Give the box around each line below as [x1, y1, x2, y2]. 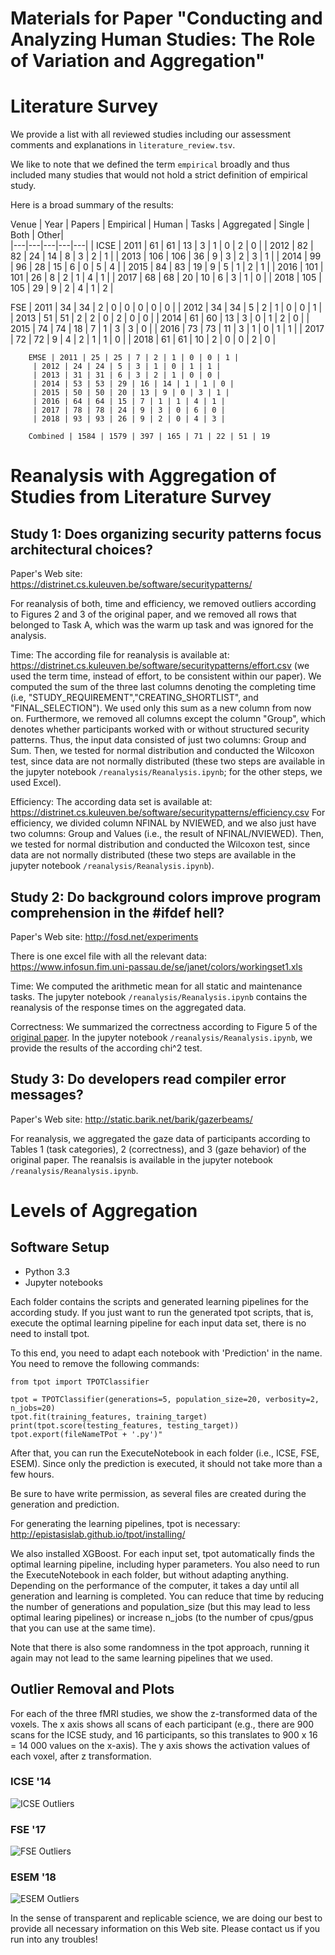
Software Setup [10, 1239, 110, 1256]
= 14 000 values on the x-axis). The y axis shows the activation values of [10, 1739, 311, 1751]
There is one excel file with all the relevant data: [10, 950, 207, 962]
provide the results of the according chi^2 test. [10, 1042, 203, 1054]
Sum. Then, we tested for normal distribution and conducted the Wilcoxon [10, 745, 315, 757]
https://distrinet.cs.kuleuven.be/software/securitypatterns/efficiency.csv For [10, 807, 326, 819]
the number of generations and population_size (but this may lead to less [10, 1600, 311, 1612]
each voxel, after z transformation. [10, 1750, 152, 1762]
